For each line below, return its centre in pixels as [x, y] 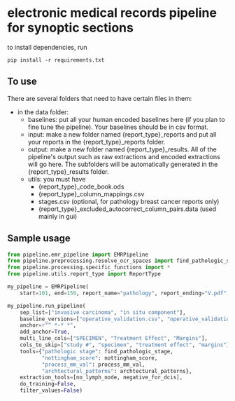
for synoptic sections [71, 28]
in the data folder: [43, 112]
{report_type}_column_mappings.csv [91, 193]
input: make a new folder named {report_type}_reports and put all [122, 134]
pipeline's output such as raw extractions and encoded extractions [124, 156]
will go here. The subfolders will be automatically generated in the [123, 164]
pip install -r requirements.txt [56, 60]
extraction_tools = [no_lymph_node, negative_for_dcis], [101, 378]
